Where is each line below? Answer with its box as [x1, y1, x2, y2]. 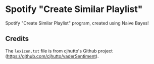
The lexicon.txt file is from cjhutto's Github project [5, 47, 113, 53]
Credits [5, 34, 29, 43]
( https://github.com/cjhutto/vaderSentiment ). [5, 53, 99, 59]
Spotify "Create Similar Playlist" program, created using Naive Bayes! [5, 20, 149, 26]
